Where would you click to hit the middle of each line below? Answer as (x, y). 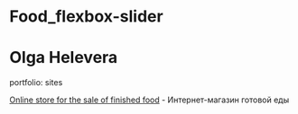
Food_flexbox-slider (87, 17)
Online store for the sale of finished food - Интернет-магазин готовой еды (149, 100)
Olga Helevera (64, 58)
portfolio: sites (36, 83)
